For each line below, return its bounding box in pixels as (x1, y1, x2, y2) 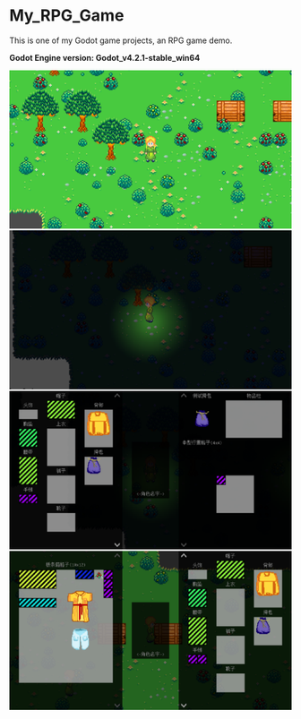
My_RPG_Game (9, 5, 125, 26)
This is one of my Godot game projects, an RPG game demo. (9, 35, 233, 46)
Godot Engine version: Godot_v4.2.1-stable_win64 (9, 52, 201, 63)
